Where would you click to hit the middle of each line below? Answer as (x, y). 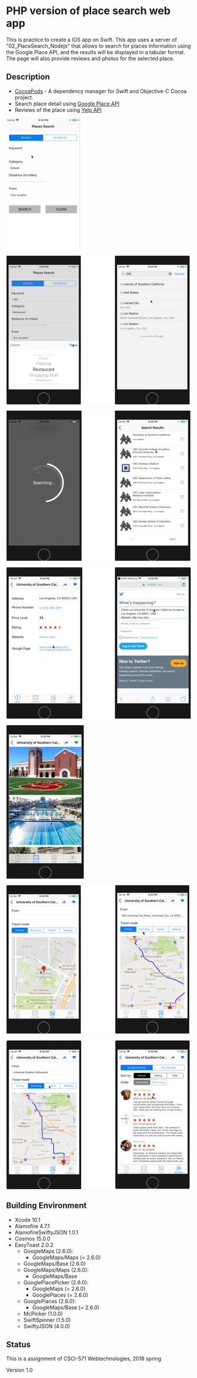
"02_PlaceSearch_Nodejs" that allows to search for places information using (98, 46)
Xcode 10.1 (27, 1220)
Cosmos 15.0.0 (33, 1238)
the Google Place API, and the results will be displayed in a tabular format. (96, 52)
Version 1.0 (19, 1370)
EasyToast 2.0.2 (34, 1245)
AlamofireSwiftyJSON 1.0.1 (46, 1232)
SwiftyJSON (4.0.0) (47, 1326)
